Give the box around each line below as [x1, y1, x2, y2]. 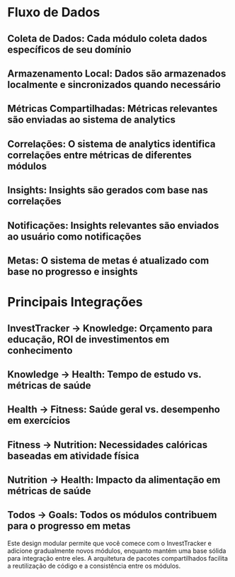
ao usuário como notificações [7, 230, 142, 242]
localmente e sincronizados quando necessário [7, 79, 221, 91]
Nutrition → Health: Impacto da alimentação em [7, 474, 221, 486]
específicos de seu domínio [7, 43, 132, 55]
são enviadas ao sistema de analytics [7, 114, 176, 126]
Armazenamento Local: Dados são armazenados [7, 67, 227, 79]
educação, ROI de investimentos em [7, 333, 170, 345]
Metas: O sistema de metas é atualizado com [7, 254, 210, 267]
